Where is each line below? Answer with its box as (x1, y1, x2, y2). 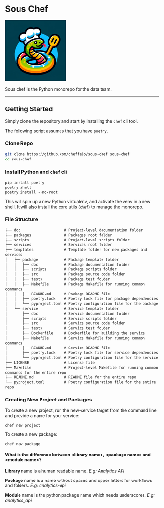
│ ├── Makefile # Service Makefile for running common (5, 336, 145, 341)
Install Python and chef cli (5, 168, 67, 175)
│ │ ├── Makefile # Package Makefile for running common (5, 282, 145, 287)
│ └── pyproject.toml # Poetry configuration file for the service (5, 355, 159, 360)
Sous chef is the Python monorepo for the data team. (5, 86, 112, 92)
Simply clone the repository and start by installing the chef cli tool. (5, 118, 138, 124)
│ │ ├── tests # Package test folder (5, 277, 110, 282)
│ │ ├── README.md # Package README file (5, 292, 110, 296)
